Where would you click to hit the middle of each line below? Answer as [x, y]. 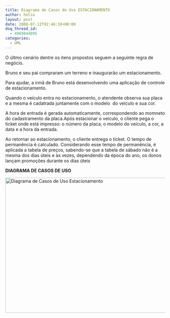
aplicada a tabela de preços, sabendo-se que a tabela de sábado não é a [82, 150]
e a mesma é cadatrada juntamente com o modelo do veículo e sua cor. [81, 103]
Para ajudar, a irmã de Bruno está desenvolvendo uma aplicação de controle [85, 82]
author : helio [20, 15]
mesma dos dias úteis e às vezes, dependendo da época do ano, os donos [83, 155]
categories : [18, 39]
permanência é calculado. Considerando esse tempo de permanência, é [81, 144]
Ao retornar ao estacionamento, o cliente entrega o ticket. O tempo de [78, 139]
